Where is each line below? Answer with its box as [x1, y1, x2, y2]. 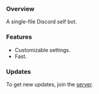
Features [6, 33, 32, 41]
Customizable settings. [14, 46, 71, 53]
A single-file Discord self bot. [6, 18, 77, 25]
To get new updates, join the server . [6, 80, 93, 87]
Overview [6, 5, 35, 13]
